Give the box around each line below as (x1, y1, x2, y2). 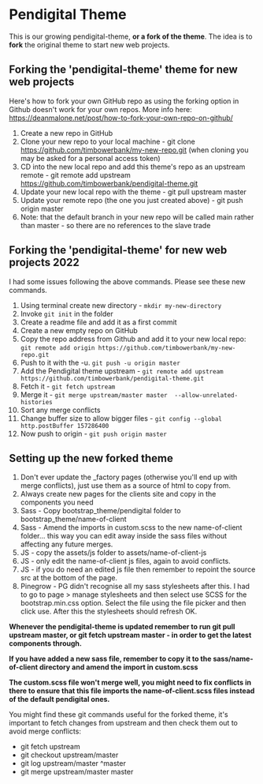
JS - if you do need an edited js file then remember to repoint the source (20, 565, 256, 574)
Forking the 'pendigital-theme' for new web (9, 243, 228, 257)
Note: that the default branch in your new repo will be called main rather (20, 212, 254, 222)
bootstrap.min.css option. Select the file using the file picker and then (20, 598, 246, 608)
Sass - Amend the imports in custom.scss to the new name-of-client (20, 523, 243, 532)
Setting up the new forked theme (9, 452, 174, 465)
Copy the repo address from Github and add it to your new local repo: (20, 334, 246, 343)
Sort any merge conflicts (20, 405, 101, 415)
